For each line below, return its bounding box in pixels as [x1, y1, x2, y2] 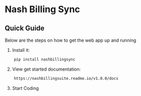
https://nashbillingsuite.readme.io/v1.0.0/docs [14, 76, 119, 81]
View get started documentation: [12, 66, 81, 72]
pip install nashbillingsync [14, 57, 76, 62]
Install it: [12, 47, 30, 53]
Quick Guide [5, 24, 45, 33]
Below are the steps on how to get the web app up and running [5, 37, 136, 43]
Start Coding [12, 85, 39, 91]
